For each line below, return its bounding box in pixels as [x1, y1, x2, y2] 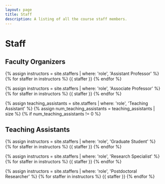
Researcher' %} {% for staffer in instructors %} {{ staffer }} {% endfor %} [5, 174, 155, 180]
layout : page [5, 7, 32, 12]
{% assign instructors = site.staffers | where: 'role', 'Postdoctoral [5, 168, 137, 174]
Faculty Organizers [5, 58, 66, 66]
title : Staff [5, 12, 32, 17]
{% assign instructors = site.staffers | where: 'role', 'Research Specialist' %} [5, 153, 160, 159]
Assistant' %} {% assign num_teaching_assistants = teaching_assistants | [5, 106, 155, 112]
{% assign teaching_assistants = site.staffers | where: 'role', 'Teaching [5, 100, 149, 107]
